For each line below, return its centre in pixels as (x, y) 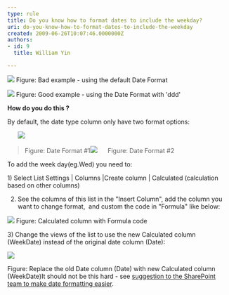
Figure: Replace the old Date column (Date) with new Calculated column (111, 268)
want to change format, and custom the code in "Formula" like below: (119, 206)
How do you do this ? (38, 108)
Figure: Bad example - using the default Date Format (92, 80)
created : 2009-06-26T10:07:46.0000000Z (66, 33)
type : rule (23, 14)
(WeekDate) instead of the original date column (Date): (86, 242)
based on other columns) (44, 185)
